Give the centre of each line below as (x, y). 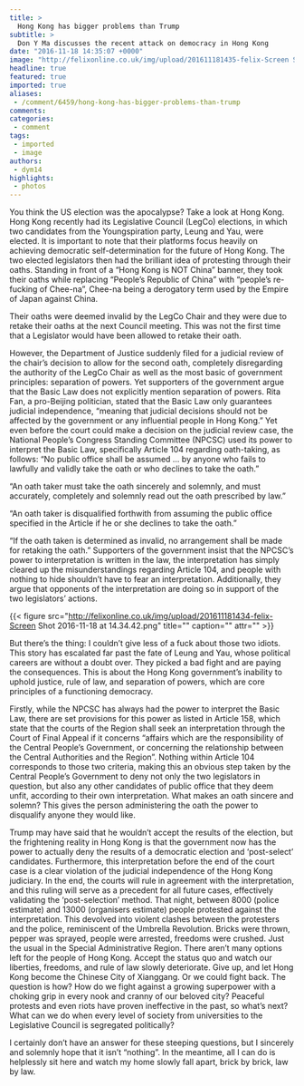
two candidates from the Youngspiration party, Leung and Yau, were (137, 231)
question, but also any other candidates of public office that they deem (142, 786)
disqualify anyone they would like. (72, 815)
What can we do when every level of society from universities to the (136, 1015)
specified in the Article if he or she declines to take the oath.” (123, 523)
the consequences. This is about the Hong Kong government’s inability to (146, 673)
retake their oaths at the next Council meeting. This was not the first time (145, 326)
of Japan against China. (54, 299)
